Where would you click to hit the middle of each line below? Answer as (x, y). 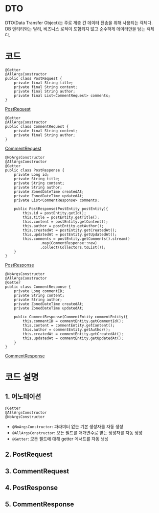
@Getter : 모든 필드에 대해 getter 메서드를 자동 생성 (60, 439)
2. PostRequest (29, 455)
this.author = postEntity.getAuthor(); (63, 226)
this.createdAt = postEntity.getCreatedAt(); (70, 230)
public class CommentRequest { (37, 126)
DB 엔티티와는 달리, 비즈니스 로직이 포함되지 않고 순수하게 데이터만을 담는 (75, 29)
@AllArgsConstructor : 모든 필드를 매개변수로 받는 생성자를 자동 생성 (77, 432)
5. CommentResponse (40, 504)
